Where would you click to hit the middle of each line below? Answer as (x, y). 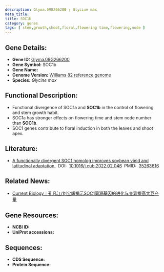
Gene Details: (26, 48)
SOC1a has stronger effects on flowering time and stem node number (82, 117)
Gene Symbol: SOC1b (34, 65)
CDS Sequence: (29, 259)
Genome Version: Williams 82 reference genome (61, 75)
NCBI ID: (21, 227)
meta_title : (17, 14)
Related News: (28, 181)
